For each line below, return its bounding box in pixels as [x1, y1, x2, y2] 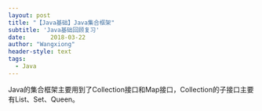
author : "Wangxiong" [8, 41, 76, 48]
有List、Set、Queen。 [8, 95, 80, 104]
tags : [8, 55, 26, 63]
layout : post [8, 11, 51, 20]
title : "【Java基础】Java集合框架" [8, 19, 115, 27]
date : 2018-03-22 [8, 33, 86, 41]
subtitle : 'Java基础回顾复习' [8, 26, 100, 34]
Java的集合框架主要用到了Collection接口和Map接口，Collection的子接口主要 [8, 84, 254, 94]
